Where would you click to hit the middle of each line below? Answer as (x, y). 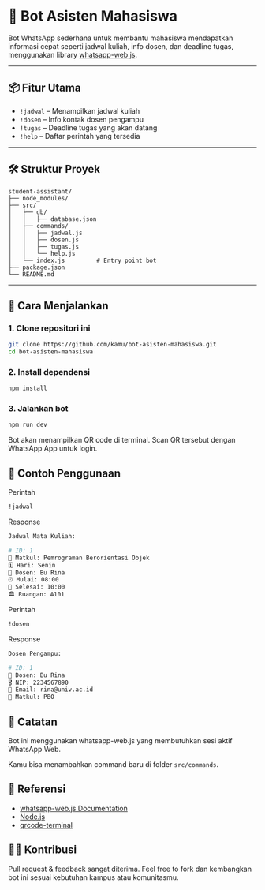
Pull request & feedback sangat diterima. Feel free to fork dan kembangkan (130, 869)
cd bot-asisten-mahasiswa (50, 352)
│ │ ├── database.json (52, 219)
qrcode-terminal (46, 825)
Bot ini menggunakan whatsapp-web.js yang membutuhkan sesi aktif (120, 740)
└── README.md (32, 274)
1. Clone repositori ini (49, 328)
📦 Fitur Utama (45, 88)
